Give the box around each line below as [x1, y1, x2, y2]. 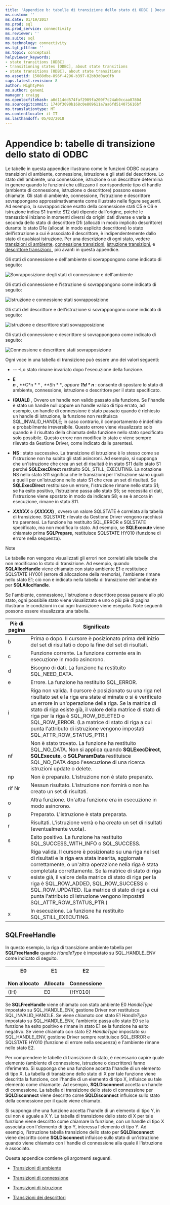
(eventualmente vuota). [30, 825, 86, 832]
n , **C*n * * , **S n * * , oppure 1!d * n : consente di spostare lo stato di [12, 381, 163, 387]
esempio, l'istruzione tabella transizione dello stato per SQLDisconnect [5, 1129, 154, 1135]
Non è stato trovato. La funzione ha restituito [30, 739, 137, 746]
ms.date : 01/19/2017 [5, 17, 49, 22]
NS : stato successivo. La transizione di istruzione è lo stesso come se [12, 450, 159, 456]
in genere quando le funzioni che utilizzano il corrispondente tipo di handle [5, 181, 161, 188]
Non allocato [8, 980, 39, 987]
